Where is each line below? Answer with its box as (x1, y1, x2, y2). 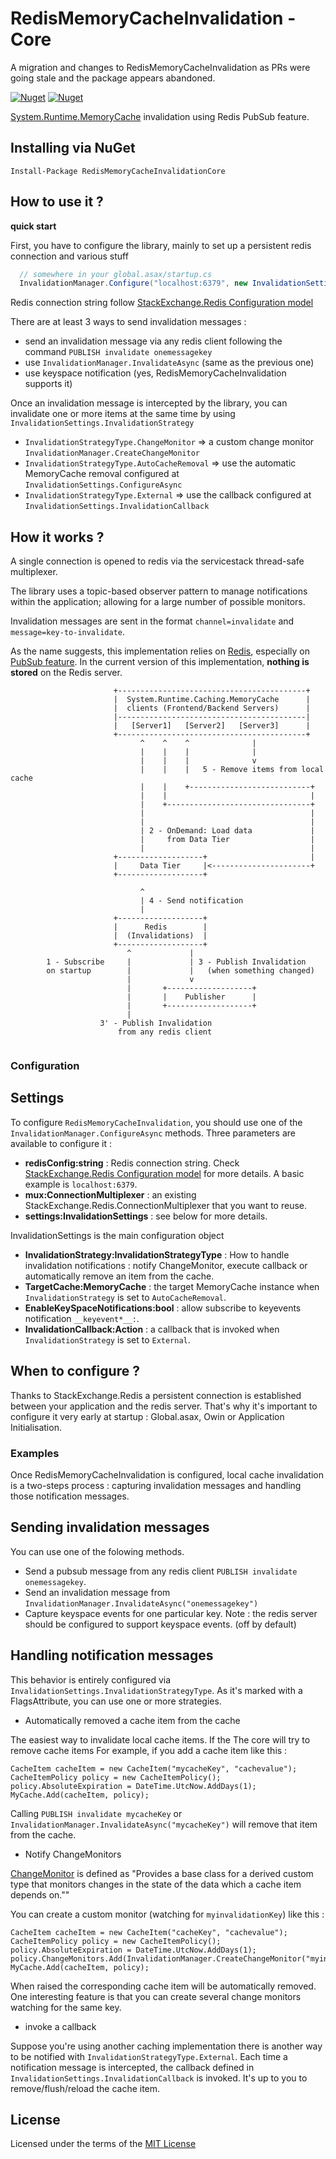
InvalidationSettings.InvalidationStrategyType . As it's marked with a (10, 1684, 303, 1696)
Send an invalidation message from (24, 1586, 171, 1598)
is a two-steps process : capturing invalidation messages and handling (10, 1479, 302, 1491)
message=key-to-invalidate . (10, 626, 126, 638)
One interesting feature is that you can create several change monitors (10, 1990, 302, 2002)
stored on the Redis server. (10, 667, 123, 679)
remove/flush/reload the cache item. (10, 2082, 161, 2094)
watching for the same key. (10, 2001, 122, 2013)
